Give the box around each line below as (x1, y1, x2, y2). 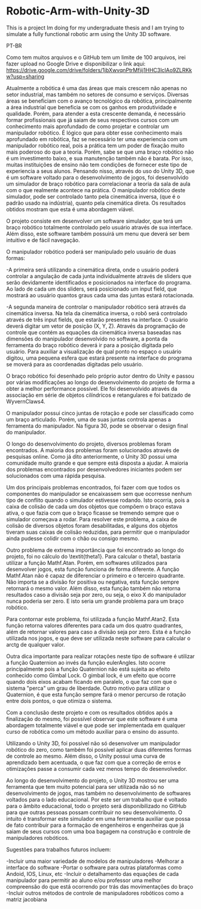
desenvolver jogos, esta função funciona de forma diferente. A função (6, 566, 179, 573)
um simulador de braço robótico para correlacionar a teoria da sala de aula (6, 180, 191, 187)
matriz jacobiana (6, 896, 47, 903)
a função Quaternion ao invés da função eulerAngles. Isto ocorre (6, 659, 166, 666)
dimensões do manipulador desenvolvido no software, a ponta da (6, 335, 168, 342)
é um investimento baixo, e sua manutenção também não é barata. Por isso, (6, 154, 193, 162)
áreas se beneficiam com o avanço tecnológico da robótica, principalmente (6, 97, 193, 104)
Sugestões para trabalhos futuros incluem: (6, 845, 111, 853)
